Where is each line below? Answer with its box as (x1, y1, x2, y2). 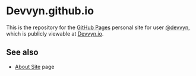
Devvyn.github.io (6, 4, 94, 18)
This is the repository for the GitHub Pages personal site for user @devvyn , (6, 24, 190, 31)
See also (6, 47, 39, 58)
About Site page (14, 63, 55, 70)
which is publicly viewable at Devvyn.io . (6, 30, 104, 37)
